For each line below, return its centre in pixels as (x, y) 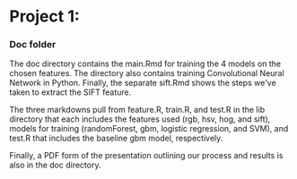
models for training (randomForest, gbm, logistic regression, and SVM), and (149, 129)
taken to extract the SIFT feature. (70, 92)
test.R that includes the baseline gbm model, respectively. (116, 138)
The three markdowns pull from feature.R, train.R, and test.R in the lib (137, 110)
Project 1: (45, 17)
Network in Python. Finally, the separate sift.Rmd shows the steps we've (143, 83)
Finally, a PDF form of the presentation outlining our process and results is (146, 156)
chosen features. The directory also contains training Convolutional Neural (147, 73)
